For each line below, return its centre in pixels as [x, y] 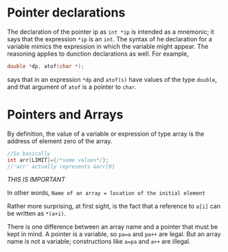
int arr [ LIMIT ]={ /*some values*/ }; [58, 160]
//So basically [29, 154]
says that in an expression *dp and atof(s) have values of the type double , [112, 79]
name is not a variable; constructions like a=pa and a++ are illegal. [99, 242]
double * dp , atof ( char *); [46, 66]
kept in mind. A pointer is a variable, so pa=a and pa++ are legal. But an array [114, 234]
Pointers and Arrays [65, 114]
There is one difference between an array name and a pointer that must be [113, 227]
